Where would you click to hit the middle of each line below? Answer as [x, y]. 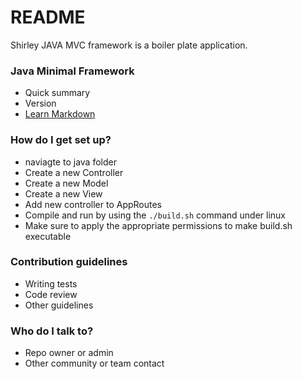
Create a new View [63, 193]
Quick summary [57, 93]
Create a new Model [66, 183]
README [48, 17]
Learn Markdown [60, 114]
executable [48, 236]
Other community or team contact [94, 363]
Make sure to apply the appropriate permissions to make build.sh [158, 225]
